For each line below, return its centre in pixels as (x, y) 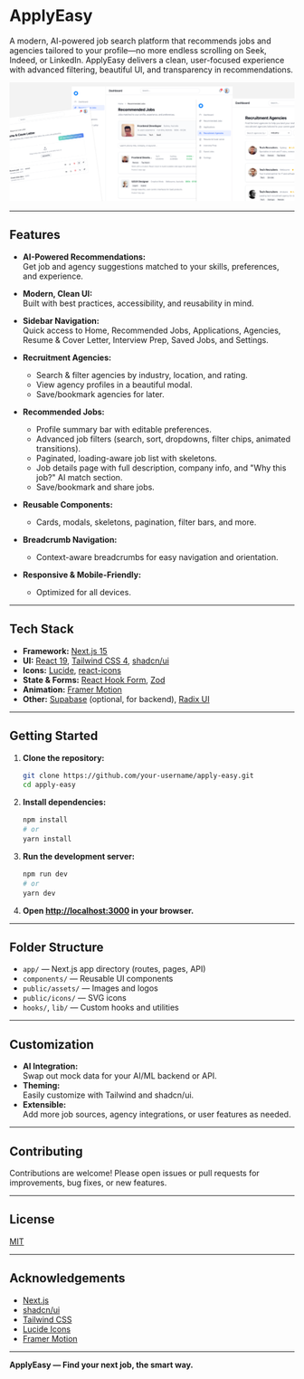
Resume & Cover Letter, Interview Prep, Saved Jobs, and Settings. (145, 339)
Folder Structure (57, 947)
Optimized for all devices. (83, 592)
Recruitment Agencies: (66, 357)
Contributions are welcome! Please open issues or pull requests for (134, 1173)
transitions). (58, 448)
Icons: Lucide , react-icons (72, 670)
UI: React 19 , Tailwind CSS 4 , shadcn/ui (96, 661)
